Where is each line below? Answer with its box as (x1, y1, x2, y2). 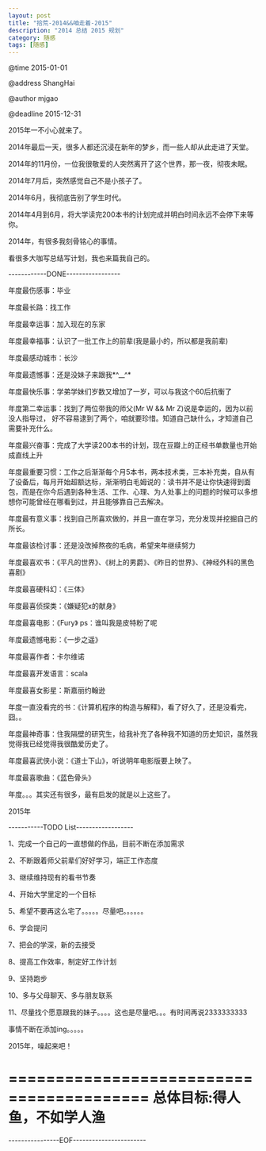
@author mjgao (8, 94, 59, 103)
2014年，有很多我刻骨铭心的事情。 (8, 237, 122, 246)
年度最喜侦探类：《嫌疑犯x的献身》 (8, 601, 120, 611)
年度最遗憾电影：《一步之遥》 (8, 635, 102, 645)
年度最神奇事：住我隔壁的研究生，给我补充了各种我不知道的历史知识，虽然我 (8, 729, 258, 739)
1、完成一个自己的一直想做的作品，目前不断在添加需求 (8, 839, 184, 849)
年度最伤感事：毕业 (8, 286, 71, 295)
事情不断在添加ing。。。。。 (8, 1025, 89, 1034)
